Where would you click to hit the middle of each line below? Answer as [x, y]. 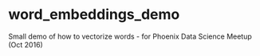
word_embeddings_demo [94, 15]
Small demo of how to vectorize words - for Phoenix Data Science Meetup [130, 36]
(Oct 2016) [26, 44]
